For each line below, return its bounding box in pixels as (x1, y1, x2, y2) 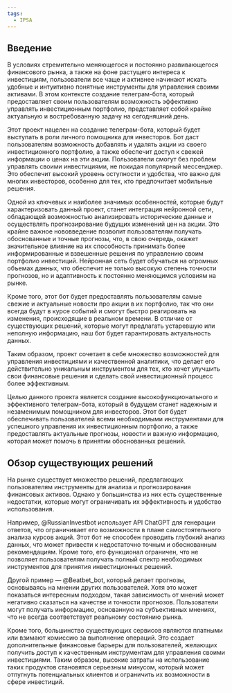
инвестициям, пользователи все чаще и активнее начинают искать (7, 76, 207, 84)
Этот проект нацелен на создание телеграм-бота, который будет (7, 125, 201, 134)
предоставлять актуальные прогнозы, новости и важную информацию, (7, 430, 220, 438)
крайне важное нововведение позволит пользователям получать (7, 227, 202, 236)
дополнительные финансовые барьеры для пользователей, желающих (7, 641, 217, 649)
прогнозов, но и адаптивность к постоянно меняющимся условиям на (7, 272, 217, 280)
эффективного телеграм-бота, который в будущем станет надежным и (7, 400, 217, 409)
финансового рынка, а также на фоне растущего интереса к (7, 68, 186, 76)
